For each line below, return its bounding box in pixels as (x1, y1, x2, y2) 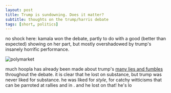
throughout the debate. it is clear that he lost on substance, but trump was (5, 72, 162, 78)
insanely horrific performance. (5, 46, 70, 52)
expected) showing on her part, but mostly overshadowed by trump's (5, 41, 152, 47)
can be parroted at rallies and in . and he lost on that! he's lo (5, 82, 132, 88)
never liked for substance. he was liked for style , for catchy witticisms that (5, 77, 162, 83)
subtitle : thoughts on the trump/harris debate (5, 17, 109, 22)
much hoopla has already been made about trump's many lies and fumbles (5, 66, 163, 72)
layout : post (5, 7, 33, 13)
